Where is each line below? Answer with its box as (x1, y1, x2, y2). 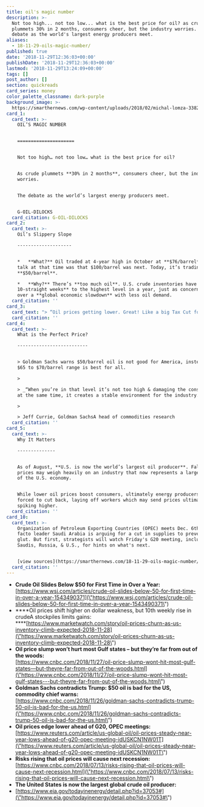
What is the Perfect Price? (17, 332, 88, 338)
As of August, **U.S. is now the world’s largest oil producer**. (17, 464, 189, 470)
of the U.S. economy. (17, 475, 72, 482)
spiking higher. (17, 503, 59, 509)
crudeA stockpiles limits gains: (15, 613, 92, 620)
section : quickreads (6, 83, 59, 89)
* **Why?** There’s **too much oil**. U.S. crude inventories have (17, 281, 197, 287)
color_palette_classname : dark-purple (6, 94, 104, 100)
